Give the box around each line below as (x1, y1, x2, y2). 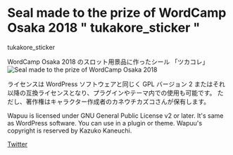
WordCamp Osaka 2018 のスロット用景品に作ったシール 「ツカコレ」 (7, 58, 209, 66)
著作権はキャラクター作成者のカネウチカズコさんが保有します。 (25, 97, 210, 106)
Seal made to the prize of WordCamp (7, 5, 227, 21)
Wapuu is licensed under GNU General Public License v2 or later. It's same (7, 111, 224, 120)
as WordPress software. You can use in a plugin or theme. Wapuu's (7, 119, 203, 127)
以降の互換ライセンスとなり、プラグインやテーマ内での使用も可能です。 (7, 88, 216, 97)
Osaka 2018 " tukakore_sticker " (7, 20, 201, 36)
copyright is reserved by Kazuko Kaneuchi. (7, 126, 132, 135)
